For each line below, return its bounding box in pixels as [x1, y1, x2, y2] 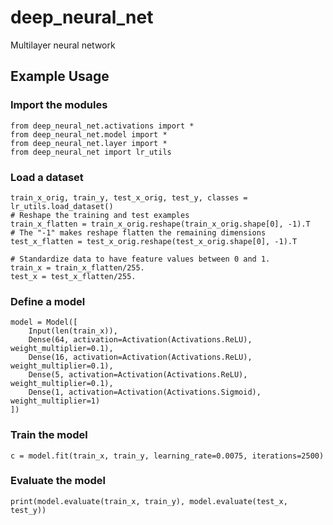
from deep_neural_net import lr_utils [10, 147, 172, 157]
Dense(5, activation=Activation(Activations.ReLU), [28, 370, 248, 380]
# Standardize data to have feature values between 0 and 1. [10, 254, 271, 264]
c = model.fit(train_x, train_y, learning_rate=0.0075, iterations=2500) [10, 451, 325, 461]
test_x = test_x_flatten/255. [10, 271, 137, 281]
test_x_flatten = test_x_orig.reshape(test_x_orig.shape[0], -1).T [10, 236, 298, 246]
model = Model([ [10, 317, 78, 328]
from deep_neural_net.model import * [10, 129, 168, 140]
